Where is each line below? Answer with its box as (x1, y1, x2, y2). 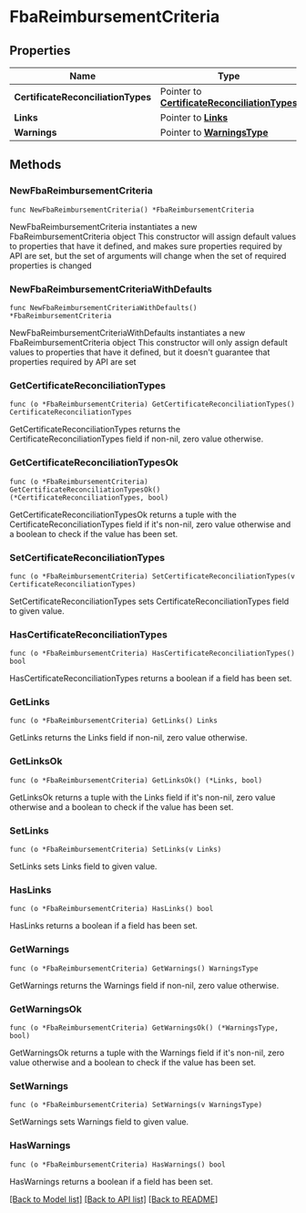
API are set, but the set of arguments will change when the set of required (9, 250, 287, 261)
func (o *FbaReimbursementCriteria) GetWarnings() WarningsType (9, 964, 259, 973)
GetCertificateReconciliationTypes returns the (9, 424, 180, 435)
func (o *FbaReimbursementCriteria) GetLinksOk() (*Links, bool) (9, 775, 262, 785)
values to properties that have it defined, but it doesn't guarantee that (9, 347, 270, 358)
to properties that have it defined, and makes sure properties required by (9, 240, 282, 252)
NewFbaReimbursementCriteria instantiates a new (9, 221, 198, 232)
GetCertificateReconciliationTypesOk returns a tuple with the (9, 509, 237, 520)
